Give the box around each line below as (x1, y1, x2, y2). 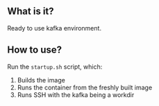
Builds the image (17, 76, 66, 84)
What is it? (7, 6, 54, 17)
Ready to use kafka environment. (7, 24, 102, 32)
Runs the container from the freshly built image (17, 83, 153, 91)
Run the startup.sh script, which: (7, 62, 103, 71)
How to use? (7, 44, 62, 56)
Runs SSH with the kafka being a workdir (17, 90, 135, 99)
